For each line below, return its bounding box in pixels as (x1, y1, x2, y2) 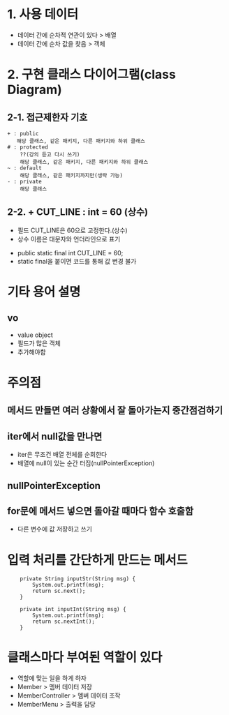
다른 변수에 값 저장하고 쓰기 (17, 525, 93, 534)
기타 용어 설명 (7, 284, 81, 300)
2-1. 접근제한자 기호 (7, 111, 88, 123)
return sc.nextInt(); (32, 618, 96, 625)
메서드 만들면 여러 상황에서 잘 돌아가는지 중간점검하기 (7, 405, 223, 416)
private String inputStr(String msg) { (20, 575, 136, 582)
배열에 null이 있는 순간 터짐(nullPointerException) (17, 459, 155, 467)
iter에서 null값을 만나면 (7, 430, 103, 442)
